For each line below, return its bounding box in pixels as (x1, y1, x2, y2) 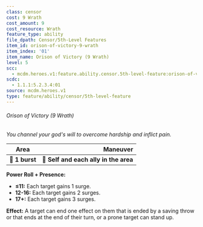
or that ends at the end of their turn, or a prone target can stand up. (6, 213, 174, 221)
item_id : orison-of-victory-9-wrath (6, 43, 98, 49)
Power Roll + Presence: (6, 171, 66, 178)
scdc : (6, 76, 20, 82)
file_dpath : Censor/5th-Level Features (6, 37, 107, 43)
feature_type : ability (6, 31, 63, 38)
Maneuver (103, 145, 134, 153)
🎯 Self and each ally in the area (42, 155, 134, 163)
